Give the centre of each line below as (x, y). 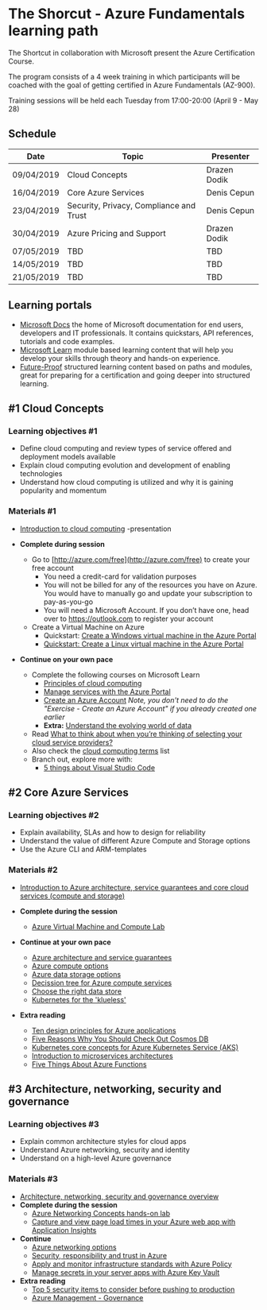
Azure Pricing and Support (117, 233)
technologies (41, 474)
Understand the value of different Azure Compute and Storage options (135, 841)
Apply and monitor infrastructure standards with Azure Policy (132, 1264)
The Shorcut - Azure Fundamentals (126, 14)
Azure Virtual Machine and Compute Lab (98, 926)
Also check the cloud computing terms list (101, 750)
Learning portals (50, 306)
